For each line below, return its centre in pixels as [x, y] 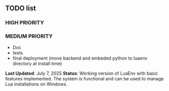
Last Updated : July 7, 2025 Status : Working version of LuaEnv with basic [82, 73]
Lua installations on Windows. [36, 84]
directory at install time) [37, 63]
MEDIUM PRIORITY [29, 36]
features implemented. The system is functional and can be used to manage [85, 78]
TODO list [21, 8]
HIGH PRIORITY [25, 23]
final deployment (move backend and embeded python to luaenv [80, 58]
